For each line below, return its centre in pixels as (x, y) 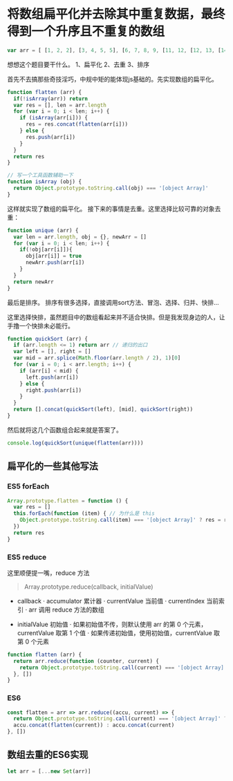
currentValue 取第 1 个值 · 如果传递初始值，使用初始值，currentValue (114, 632)
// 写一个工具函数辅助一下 (40, 176)
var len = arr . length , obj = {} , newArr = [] (80, 237)
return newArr (34, 282)
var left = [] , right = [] (52, 352)
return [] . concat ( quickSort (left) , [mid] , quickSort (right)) (103, 410)
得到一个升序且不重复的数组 (86, 31)
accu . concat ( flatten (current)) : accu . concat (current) (94, 725)
